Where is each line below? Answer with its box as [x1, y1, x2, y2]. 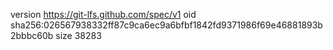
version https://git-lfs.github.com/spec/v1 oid [10, 9, 197, 20]
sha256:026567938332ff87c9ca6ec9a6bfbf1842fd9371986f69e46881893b [10, 19, 323, 31]
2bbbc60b [10, 30, 54, 41]
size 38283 [55, 30, 102, 41]
